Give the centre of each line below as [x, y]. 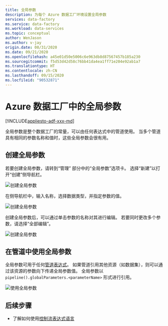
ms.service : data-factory [32, 24]
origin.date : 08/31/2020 [31, 47]
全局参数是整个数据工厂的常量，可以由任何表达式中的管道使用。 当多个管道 [83, 131]
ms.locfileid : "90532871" [32, 80]
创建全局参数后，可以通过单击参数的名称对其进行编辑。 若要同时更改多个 [81, 217]
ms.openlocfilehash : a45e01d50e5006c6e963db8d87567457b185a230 [73, 57]
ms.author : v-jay [23, 43]
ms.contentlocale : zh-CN [31, 71]
